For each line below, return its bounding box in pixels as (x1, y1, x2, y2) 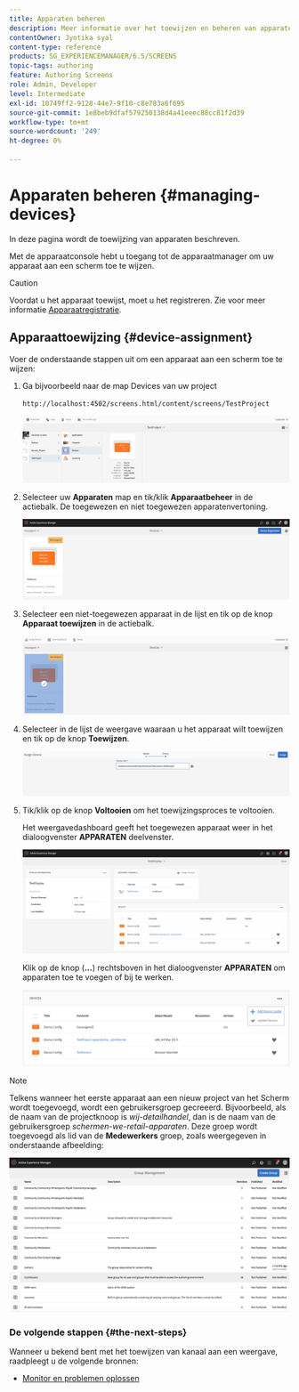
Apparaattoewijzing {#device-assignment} (9, 330, 254, 345)
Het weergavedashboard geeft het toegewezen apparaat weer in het (21, 822, 273, 833)
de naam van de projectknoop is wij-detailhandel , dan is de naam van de (9, 1111, 276, 1121)
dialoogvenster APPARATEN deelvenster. (21, 832, 174, 843)
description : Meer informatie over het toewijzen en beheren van (9, 23, 256, 33)
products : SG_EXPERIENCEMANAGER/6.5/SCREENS (9, 52, 177, 61)
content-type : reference (9, 43, 101, 52)
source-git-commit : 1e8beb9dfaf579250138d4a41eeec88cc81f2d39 (9, 108, 245, 117)
